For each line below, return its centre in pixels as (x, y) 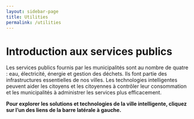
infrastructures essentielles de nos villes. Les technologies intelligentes (92, 80)
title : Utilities (27, 17)
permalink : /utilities (34, 22)
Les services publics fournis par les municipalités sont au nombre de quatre (97, 67)
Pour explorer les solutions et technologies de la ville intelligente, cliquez (96, 104)
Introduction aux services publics (89, 51)
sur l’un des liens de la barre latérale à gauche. (64, 110)
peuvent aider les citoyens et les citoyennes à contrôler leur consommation (96, 86)
